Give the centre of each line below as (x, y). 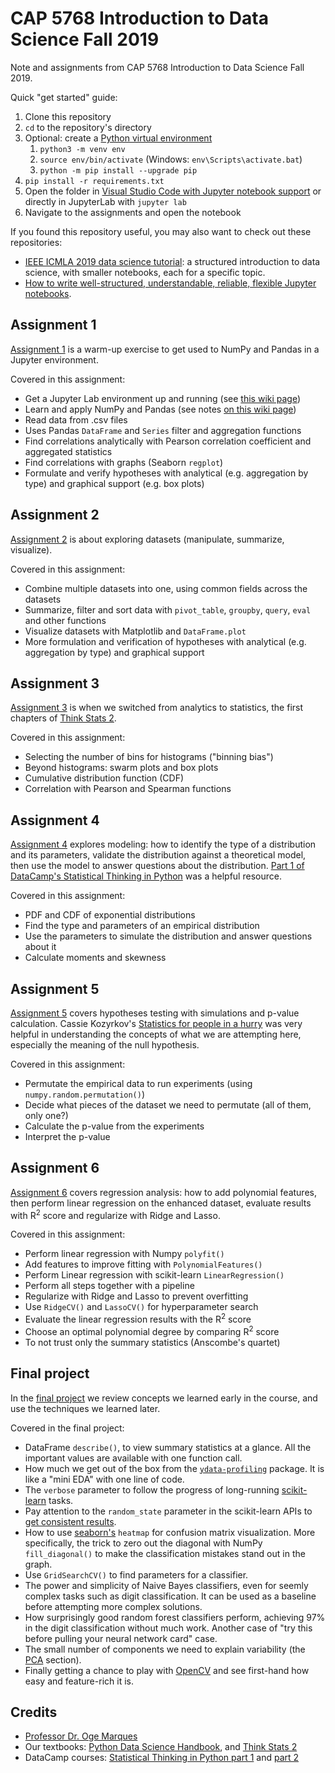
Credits (34, 1712)
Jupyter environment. (54, 359)
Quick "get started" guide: (64, 97)
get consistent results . (70, 1521)
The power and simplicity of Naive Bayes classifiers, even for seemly (166, 1585)
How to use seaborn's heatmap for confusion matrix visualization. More (170, 1532)
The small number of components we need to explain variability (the (165, 1649)
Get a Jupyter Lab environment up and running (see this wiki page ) (163, 398)
